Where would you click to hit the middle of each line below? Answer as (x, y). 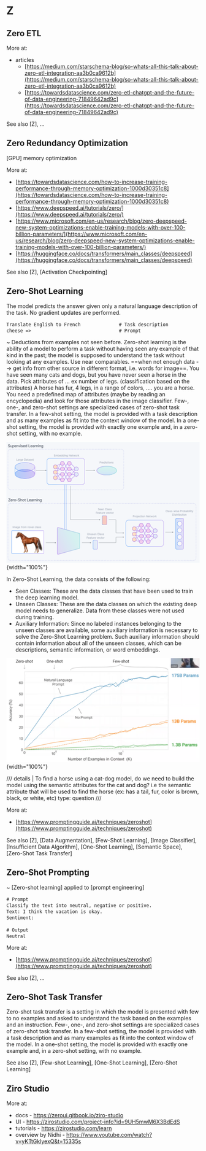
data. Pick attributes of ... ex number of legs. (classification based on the (98, 381)
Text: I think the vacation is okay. (55, 912)
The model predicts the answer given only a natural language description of (102, 306)
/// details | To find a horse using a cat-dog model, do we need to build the (100, 778)
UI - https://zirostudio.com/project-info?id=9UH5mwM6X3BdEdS (97, 1122)
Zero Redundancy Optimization (67, 143)
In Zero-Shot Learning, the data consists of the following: (78, 579)
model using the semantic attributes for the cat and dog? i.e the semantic (99, 785)
